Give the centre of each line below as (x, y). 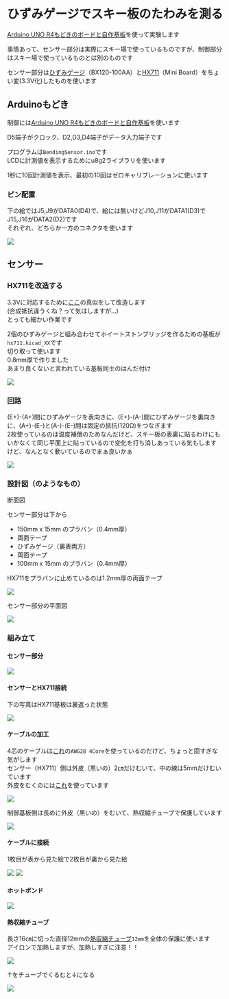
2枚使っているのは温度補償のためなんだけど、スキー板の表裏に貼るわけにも (114, 435)
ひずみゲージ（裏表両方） (53, 547)
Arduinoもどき (38, 105)
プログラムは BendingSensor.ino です (57, 151)
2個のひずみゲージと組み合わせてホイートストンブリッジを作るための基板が (114, 333)
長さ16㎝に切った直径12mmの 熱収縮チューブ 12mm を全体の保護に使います (109, 938)
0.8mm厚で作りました (38, 360)
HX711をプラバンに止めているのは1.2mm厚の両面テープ (85, 578)
